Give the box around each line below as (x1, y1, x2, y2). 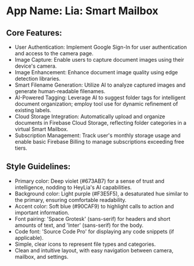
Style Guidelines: (6, 161, 71, 172)
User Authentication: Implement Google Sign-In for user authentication (14, 43, 187, 50)
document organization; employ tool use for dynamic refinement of (14, 100, 179, 107)
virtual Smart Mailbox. (14, 126, 69, 132)
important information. (14, 209, 70, 216)
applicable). (14, 234, 44, 241)
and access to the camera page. (14, 50, 93, 57)
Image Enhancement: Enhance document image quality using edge (14, 69, 179, 75)
